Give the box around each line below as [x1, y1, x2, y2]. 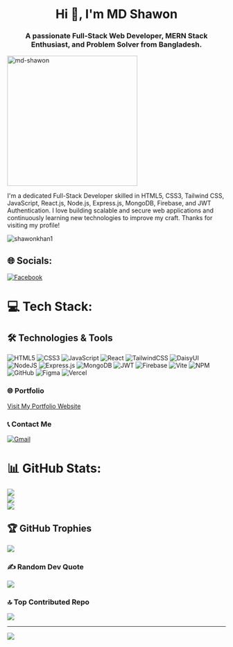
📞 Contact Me [7, 419, 52, 429]
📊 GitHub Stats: [7, 461, 102, 476]
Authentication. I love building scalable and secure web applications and [7, 206, 214, 215]
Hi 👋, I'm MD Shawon [55, 6, 178, 22]
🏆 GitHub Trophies [7, 523, 92, 535]
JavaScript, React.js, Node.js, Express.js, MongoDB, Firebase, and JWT [7, 199, 212, 208]
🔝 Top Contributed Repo [7, 597, 90, 607]
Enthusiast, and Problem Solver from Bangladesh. [31, 40, 202, 49]
